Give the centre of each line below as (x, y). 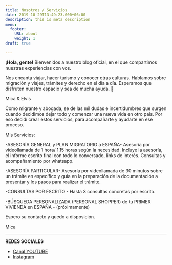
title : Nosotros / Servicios (36, 10)
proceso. (15, 125)
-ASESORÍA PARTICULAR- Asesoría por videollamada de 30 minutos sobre (84, 171)
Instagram (23, 257)
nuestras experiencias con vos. (38, 68)
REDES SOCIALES (25, 241)
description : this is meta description (48, 19)
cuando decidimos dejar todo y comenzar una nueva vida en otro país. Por (84, 114)
